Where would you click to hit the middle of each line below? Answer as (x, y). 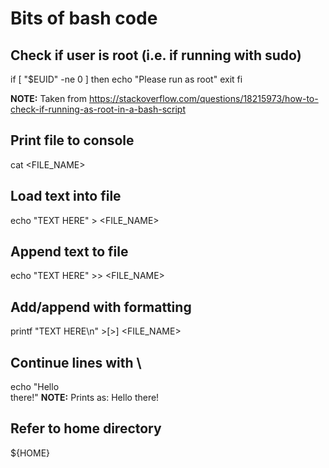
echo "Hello (35, 387)
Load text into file (66, 196)
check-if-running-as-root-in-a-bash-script (98, 109)
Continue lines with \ (76, 362)
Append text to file (69, 252)
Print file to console (72, 140)
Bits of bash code (84, 18)
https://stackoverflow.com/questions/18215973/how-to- (203, 98)
